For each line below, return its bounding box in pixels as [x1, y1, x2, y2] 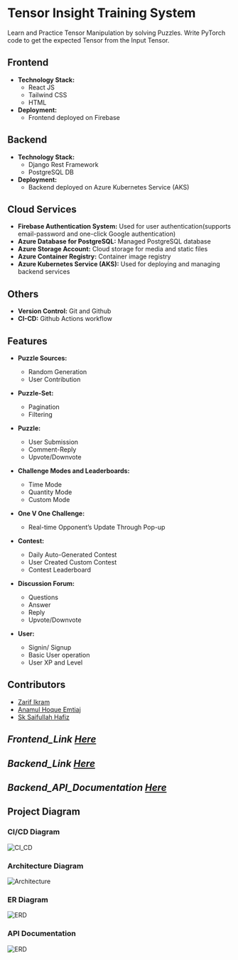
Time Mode [28, 481, 63, 489]
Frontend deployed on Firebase [28, 113, 121, 121]
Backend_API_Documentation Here [7, 781, 167, 793]
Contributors [7, 679, 66, 691]
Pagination [28, 403, 60, 411]
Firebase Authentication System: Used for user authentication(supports [17, 222, 231, 231]
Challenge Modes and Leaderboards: [17, 467, 130, 475]
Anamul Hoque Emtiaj [17, 705, 82, 714]
